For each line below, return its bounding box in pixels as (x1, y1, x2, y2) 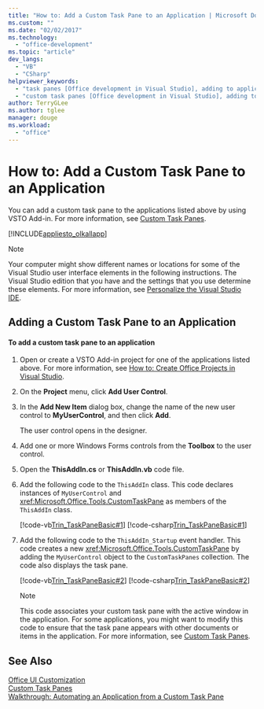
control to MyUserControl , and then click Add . (19, 411, 171, 420)
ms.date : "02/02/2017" (8, 26, 82, 34)
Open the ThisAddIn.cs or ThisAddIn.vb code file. (19, 465, 185, 475)
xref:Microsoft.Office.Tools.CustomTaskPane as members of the (19, 497, 227, 506)
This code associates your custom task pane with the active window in (19, 607, 249, 616)
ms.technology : (8, 33, 58, 42)
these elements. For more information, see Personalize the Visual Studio (8, 284, 242, 294)
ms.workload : (8, 121, 51, 129)
